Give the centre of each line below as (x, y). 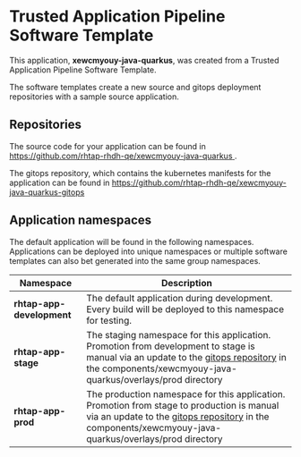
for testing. (109, 320)
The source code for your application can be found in (107, 146)
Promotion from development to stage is (171, 346)
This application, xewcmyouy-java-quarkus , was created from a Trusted (144, 60)
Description (186, 283)
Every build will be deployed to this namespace (185, 309)
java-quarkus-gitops (47, 192)
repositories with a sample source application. (94, 97)
